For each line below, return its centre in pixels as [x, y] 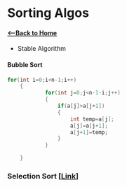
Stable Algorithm [42, 49]
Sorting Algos [48, 13]
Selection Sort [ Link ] [43, 176]
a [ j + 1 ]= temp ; [89, 132]
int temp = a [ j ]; [92, 119]
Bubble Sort [25, 64]
